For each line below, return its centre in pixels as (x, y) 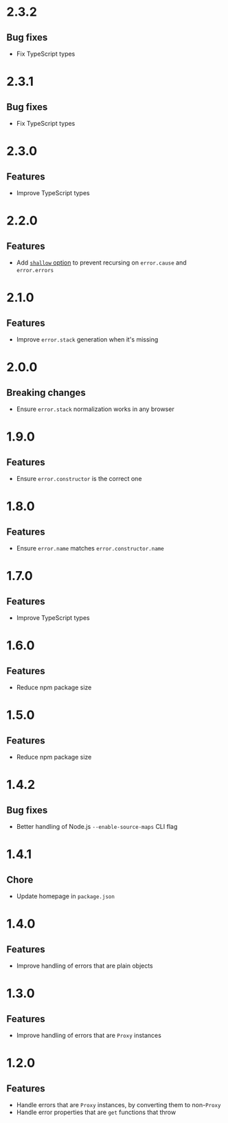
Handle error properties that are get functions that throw (96, 1112)
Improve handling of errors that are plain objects (85, 966)
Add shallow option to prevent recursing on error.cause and (101, 263)
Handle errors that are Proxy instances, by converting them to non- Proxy (118, 1105)
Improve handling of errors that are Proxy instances (89, 1035)
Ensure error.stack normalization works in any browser (95, 409)
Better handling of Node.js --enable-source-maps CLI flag (97, 826)
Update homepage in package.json (65, 896)
